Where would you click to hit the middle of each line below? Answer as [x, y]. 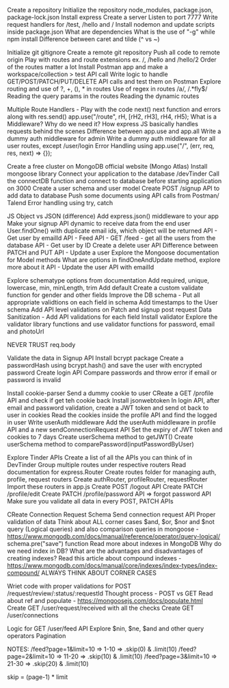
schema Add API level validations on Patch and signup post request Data [109, 309]
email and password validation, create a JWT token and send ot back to [108, 408]
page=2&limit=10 [31, 656]
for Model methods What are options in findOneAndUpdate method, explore [114, 260]
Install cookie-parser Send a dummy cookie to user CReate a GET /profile [110, 393]
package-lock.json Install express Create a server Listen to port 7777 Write [113, 17]
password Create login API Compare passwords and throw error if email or [112, 372]
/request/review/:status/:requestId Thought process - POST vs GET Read [110, 593]
